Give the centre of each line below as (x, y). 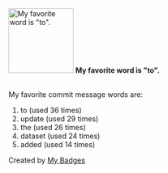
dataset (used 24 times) (60, 136)
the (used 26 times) (53, 127)
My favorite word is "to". (117, 70)
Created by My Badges (47, 160)
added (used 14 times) (58, 144)
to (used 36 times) (51, 110)
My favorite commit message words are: (76, 95)
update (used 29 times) (59, 119)
